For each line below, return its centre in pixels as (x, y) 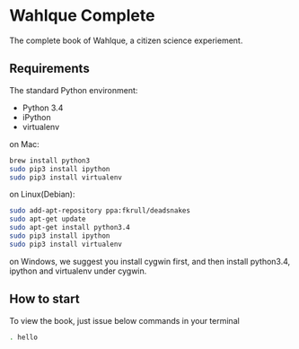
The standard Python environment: (74, 90)
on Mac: (25, 144)
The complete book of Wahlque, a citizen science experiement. (126, 40)
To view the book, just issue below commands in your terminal (124, 320)
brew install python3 (50, 161)
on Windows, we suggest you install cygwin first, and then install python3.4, (150, 261)
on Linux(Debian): (42, 195)
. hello (24, 337)
